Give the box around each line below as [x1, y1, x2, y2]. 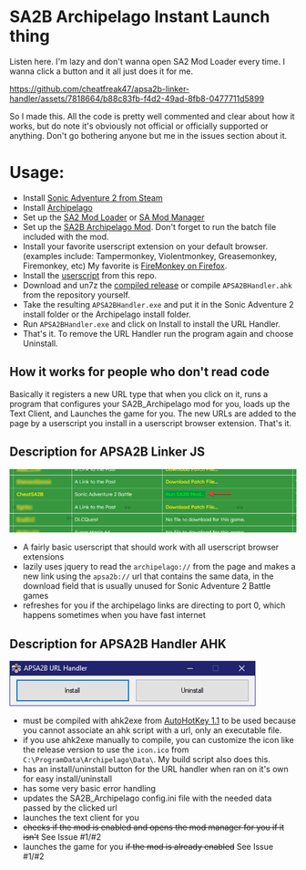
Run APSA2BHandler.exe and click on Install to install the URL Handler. [22, 318, 280, 330]
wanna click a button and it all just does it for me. [9, 66, 194, 77]
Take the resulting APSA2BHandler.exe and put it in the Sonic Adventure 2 [22, 299, 294, 309]
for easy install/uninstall [22, 773, 112, 784]
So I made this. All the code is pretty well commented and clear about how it [9, 110, 295, 121]
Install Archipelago [22, 202, 93, 213]
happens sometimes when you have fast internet [22, 610, 207, 621]
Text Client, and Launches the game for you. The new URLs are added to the [9, 408, 297, 419]
